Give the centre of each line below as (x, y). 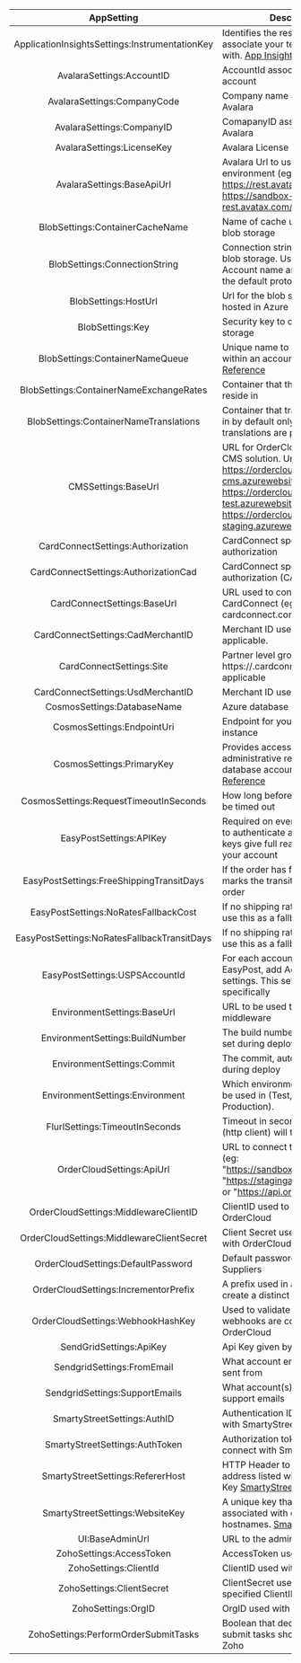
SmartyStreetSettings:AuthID (113, 1419)
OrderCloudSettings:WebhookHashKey (113, 1321)
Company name (255, 96)
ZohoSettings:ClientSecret (113, 1588)
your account (249, 855)
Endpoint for (248, 721)
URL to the (244, 1539)
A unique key (249, 1502)
